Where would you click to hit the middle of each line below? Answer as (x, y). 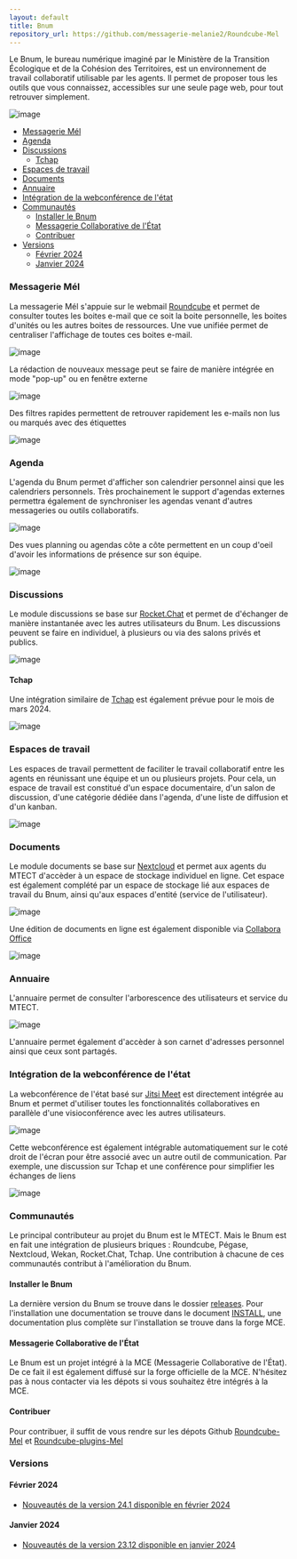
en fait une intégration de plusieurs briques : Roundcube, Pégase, (129, 1244)
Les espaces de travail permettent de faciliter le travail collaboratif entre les (147, 768)
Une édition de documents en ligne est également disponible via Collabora (145, 929)
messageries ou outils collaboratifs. (74, 510)
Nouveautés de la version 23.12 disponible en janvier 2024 (129, 1545)
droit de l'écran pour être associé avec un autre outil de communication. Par (148, 1156)
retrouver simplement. (50, 97)
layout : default (39, 17)
